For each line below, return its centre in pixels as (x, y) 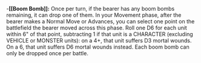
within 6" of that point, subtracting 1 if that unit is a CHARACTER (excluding (100, 34)
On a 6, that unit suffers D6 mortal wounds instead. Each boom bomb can (98, 47)
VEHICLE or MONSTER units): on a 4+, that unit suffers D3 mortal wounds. (99, 40)
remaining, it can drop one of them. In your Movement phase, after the (94, 15)
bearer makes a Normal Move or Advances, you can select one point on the (100, 21)
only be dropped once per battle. (48, 53)
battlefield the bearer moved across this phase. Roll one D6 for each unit (97, 28)
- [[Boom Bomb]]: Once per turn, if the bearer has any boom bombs (91, 9)
